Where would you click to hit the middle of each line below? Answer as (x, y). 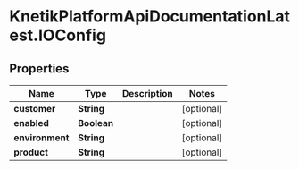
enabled (31, 123)
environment (42, 138)
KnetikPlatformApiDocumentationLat (150, 17)
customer (35, 109)
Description (147, 93)
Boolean (96, 123)
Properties (39, 68)
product (31, 152)
